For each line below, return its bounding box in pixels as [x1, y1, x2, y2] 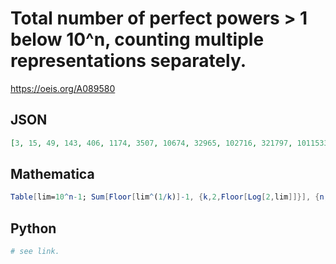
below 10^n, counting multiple [10, 28, 265, 51]
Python [10, 220, 57, 237]
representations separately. [10, 50, 247, 72]
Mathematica [10, 166, 95, 183]
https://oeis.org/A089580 [10, 82, 116, 94]
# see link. [10, 247, 60, 257]
